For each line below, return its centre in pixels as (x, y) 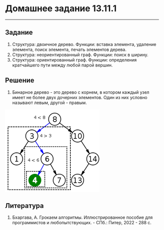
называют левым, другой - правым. (49, 103)
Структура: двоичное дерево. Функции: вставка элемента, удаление (84, 44)
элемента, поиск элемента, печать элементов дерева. (69, 49)
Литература (24, 206)
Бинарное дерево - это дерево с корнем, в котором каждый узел (81, 92)
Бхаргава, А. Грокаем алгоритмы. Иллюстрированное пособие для (82, 217)
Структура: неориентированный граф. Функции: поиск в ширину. (80, 55)
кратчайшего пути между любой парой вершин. (62, 65)
